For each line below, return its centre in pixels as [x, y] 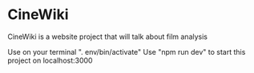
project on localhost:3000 [50, 60]
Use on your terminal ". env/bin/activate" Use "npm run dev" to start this [127, 52]
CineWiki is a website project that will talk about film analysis [107, 36]
